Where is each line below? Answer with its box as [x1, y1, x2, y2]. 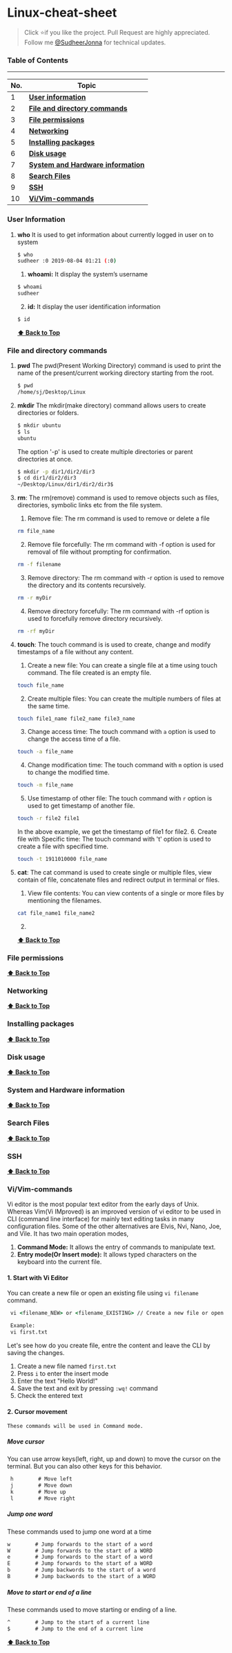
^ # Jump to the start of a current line [7, 1618, 150, 1626]
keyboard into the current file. [17, 1258, 102, 1266]
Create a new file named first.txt [17, 1362, 117, 1370]
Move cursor [7, 1437, 45, 1446]
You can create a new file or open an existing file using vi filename [7, 1289, 199, 1297]
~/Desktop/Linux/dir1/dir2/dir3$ [17, 481, 114, 488]
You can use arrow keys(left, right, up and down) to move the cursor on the [7, 1455, 221, 1463]
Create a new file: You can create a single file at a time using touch [27, 661, 217, 670]
